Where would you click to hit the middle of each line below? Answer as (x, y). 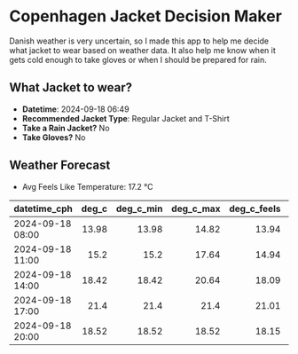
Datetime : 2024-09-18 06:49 (76, 109)
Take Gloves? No (54, 137)
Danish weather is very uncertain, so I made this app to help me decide (139, 41)
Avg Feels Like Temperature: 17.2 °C (87, 186)
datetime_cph (43, 208)
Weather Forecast (60, 165)
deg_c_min (139, 208)
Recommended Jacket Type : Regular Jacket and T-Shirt (126, 118)
